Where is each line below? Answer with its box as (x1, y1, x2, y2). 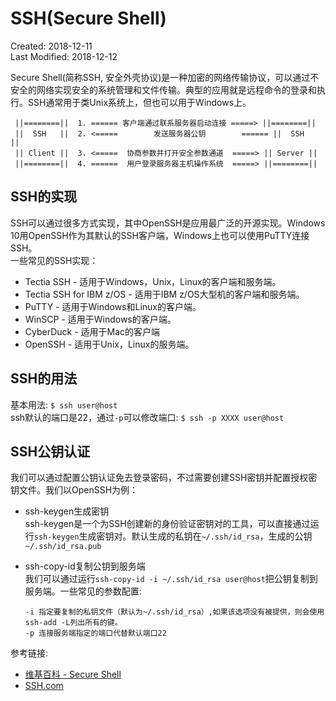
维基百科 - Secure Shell (24, 668, 122, 681)
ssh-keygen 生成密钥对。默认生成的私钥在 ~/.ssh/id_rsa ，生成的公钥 (33, 530, 313, 542)
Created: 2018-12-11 (10, 40, 93, 52)
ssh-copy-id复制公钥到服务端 (24, 560, 146, 572)
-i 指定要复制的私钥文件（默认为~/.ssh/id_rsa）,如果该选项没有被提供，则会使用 (24, 607, 325, 617)
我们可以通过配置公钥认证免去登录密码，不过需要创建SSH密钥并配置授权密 (10, 472, 318, 484)
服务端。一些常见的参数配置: (24, 585, 142, 597)
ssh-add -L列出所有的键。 (24, 618, 123, 628)
